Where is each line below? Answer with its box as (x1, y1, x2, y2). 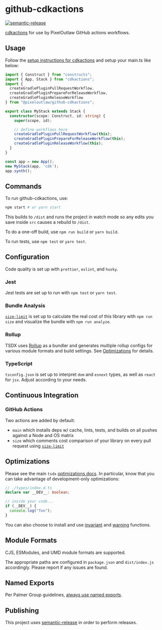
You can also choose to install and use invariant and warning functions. (5, 522, 151, 528)
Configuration (5, 253, 50, 262)
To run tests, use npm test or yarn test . (5, 239, 86, 245)
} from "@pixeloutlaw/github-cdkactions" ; (5, 100, 94, 105)
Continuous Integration (5, 391, 79, 400)
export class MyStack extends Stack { (5, 108, 85, 114)
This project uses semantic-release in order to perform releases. (5, 620, 138, 626)
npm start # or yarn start (5, 205, 61, 210)
